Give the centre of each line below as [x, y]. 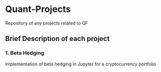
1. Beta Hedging [25, 53]
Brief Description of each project [57, 39]
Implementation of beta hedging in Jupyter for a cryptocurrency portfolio [81, 64]
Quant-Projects [38, 9]
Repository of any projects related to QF [47, 23]
